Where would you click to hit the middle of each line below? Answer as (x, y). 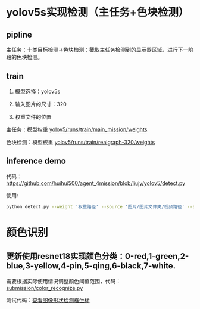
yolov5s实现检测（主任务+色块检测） (98, 12)
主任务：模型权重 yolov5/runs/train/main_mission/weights (77, 129)
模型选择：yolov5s (37, 91)
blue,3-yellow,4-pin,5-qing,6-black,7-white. (91, 266)
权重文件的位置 (33, 116)
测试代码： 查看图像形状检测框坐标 (48, 300)
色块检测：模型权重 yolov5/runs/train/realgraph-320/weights (81, 142)
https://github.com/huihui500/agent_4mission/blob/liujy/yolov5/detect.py (96, 183)
